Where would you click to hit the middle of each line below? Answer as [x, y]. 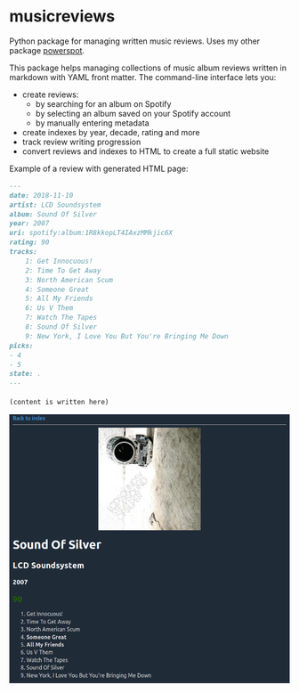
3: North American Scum [69, 280]
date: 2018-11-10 [41, 195]
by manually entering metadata [92, 123]
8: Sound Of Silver [61, 327]
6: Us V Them [49, 308]
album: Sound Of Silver [53, 214]
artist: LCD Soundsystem [55, 205]
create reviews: [50, 94]
